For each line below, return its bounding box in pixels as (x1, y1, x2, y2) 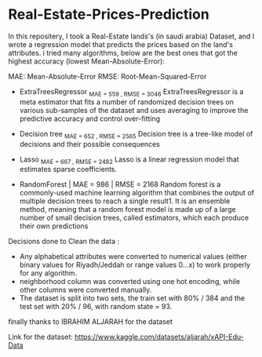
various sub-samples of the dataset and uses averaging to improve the (19, 105, 249, 115)
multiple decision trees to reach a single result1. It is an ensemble (19, 196, 231, 206)
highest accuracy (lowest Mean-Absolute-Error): (8, 56, 165, 66)
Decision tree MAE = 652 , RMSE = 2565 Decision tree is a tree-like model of (19, 129, 253, 140)
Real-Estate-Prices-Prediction (8, 5, 209, 24)
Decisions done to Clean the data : (8, 237, 120, 246)
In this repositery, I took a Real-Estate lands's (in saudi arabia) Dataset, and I (8, 31, 255, 41)
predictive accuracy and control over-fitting (19, 114, 161, 123)
